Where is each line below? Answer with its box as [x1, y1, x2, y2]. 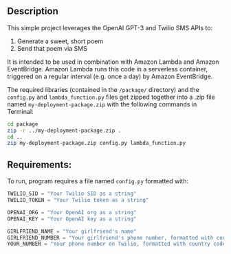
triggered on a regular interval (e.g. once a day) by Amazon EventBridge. [7, 72, 213, 80]
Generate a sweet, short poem [16, 37, 104, 45]
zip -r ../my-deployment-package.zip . [7, 127, 122, 134]
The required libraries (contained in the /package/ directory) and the [7, 85, 199, 93]
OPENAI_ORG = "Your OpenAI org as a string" [7, 209, 137, 216]
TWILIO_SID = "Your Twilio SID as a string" [7, 190, 137, 198]
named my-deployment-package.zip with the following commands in [7, 100, 197, 108]
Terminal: [7, 107, 34, 115]
